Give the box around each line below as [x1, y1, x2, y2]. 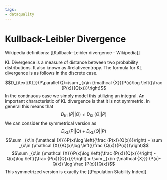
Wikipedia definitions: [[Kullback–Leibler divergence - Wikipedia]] [5, 50, 140, 56]
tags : [5, 7, 16, 12]
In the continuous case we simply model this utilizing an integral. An [5, 93, 145, 99]
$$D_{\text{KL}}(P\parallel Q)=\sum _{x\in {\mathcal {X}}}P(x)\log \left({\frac [5, 80, 163, 86]
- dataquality [5, 12, 35, 17]
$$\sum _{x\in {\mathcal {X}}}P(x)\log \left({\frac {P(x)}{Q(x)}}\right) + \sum [5, 137, 162, 143]
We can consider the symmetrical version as [5, 120, 97, 126]
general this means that [5, 103, 54, 110]
